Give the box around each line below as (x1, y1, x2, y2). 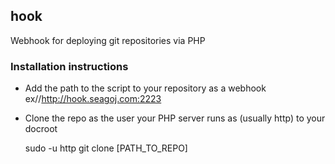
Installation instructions (10, 59, 129, 73)
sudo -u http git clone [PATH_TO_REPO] (24, 142, 188, 154)
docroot (24, 123, 58, 135)
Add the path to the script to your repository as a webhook (24, 82, 267, 94)
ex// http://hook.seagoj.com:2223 (24, 93, 162, 105)
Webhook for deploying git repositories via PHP (10, 34, 206, 46)
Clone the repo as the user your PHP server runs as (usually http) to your (24, 112, 326, 124)
